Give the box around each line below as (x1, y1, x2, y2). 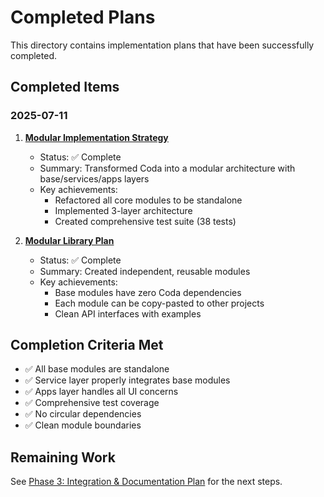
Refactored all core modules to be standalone (54, 194, 243, 206)
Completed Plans (10, 6, 156, 29)
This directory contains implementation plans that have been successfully (10, 39, 315, 51)
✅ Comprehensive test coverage (24, 397, 160, 409)
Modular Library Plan (24, 234, 115, 246)
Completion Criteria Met (10, 337, 164, 354)
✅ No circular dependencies (24, 408, 142, 420)
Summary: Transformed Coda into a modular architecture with (39, 162, 296, 174)
